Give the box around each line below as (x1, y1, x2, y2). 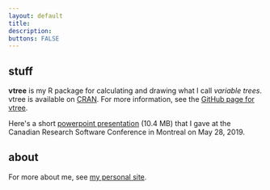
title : (8, 19, 31, 27)
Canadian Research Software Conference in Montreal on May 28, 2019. (8, 127, 245, 137)
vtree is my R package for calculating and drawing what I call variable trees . (8, 86, 263, 95)
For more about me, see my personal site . (8, 171, 147, 182)
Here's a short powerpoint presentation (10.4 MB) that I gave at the (8, 119, 231, 129)
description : (8, 27, 53, 35)
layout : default (8, 11, 63, 20)
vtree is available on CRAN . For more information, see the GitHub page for (8, 95, 255, 104)
